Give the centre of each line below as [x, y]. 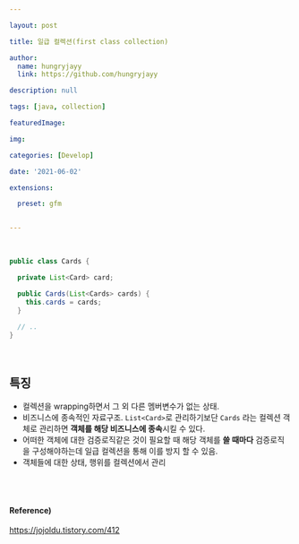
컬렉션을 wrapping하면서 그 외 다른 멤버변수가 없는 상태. [120, 406]
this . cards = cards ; [64, 302]
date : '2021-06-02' [46, 171]
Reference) [30, 510]
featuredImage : [38, 123]
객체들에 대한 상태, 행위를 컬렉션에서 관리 [94, 462]
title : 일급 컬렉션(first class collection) [89, 41]
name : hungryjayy [50, 66]
